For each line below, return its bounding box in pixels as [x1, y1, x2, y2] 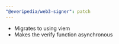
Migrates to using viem [14, 25, 70, 32]
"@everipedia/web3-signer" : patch [5, 8, 91, 15]
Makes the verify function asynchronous [14, 31, 113, 38]
